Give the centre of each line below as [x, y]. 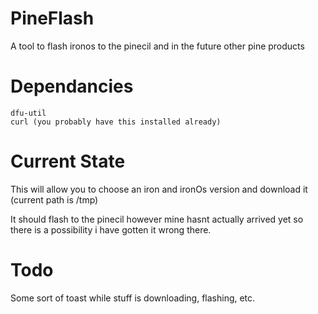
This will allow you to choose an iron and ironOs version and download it [159, 189]
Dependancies [72, 86]
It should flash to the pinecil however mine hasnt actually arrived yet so [157, 219]
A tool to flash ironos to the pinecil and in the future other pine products [157, 46]
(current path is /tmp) [54, 199]
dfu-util [28, 113]
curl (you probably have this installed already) [116, 122]
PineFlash [52, 18]
